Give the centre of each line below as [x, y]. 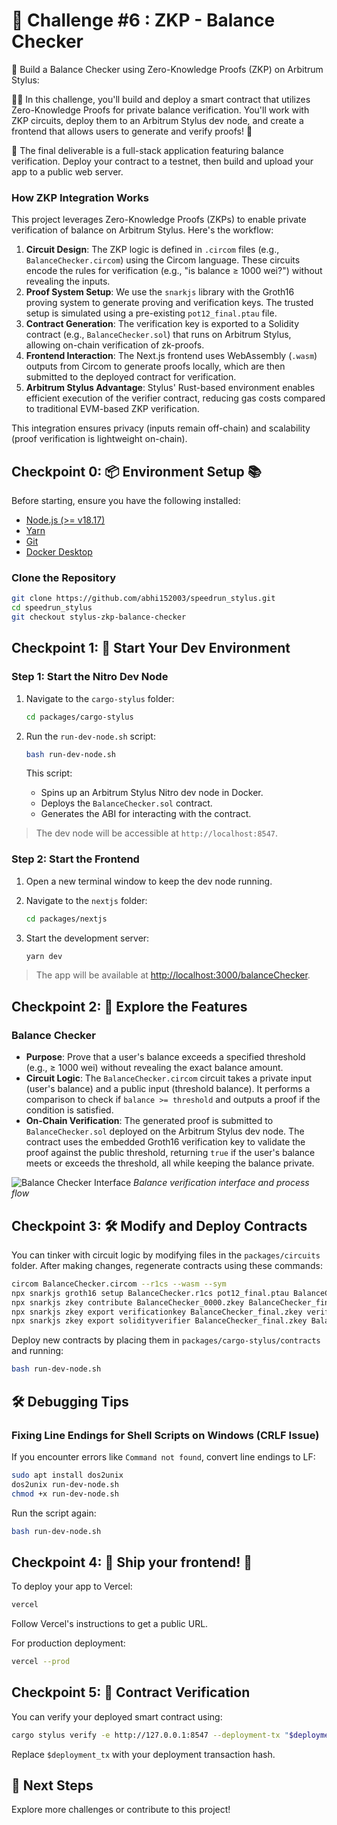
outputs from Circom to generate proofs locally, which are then [155, 366]
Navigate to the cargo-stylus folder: [100, 698]
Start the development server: [87, 938]
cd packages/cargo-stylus [79, 717]
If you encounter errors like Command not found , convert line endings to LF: [163, 1456]
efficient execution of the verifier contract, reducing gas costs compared [175, 398]
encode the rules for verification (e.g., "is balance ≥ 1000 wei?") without [174, 271]
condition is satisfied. [69, 1110]
